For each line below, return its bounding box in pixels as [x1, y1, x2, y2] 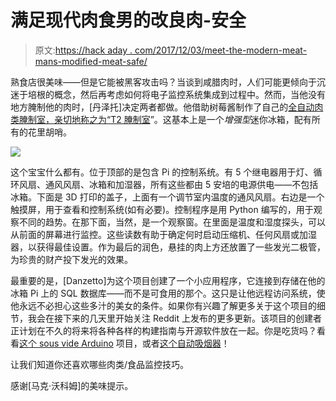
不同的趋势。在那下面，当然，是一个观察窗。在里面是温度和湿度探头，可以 [18, 216, 326, 228]
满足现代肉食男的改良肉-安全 [10, 9, 247, 32]
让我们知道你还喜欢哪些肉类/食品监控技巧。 [10, 358, 190, 370]
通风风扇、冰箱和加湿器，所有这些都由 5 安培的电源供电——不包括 [44, 178, 319, 190]
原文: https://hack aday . [34, 44, 133, 56]
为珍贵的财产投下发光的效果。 [10, 253, 133, 265]
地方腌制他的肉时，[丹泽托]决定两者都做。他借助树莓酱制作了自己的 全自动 [10, 101, 315, 113]
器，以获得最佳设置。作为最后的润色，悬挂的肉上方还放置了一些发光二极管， [10, 241, 326, 253]
